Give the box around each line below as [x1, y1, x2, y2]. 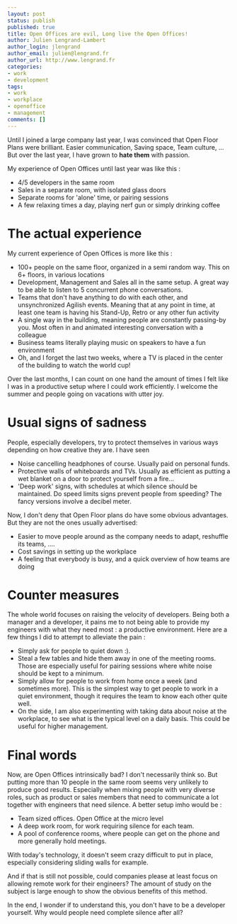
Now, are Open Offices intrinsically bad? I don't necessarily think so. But [7, 771, 218, 779]
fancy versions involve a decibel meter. [17, 497, 132, 505]
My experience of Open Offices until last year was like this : [7, 164, 181, 172]
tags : [7, 83, 23, 90]
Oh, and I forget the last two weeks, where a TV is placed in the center [17, 353, 224, 362]
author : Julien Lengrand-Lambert [7, 37, 106, 44]
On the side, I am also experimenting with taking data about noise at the [17, 707, 227, 715]
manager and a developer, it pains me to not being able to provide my [7, 618, 210, 627]
